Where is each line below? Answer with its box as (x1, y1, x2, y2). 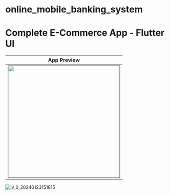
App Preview (48, 56, 80, 64)
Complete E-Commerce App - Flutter (5, 27, 165, 39)
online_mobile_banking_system (5, 4, 143, 15)
